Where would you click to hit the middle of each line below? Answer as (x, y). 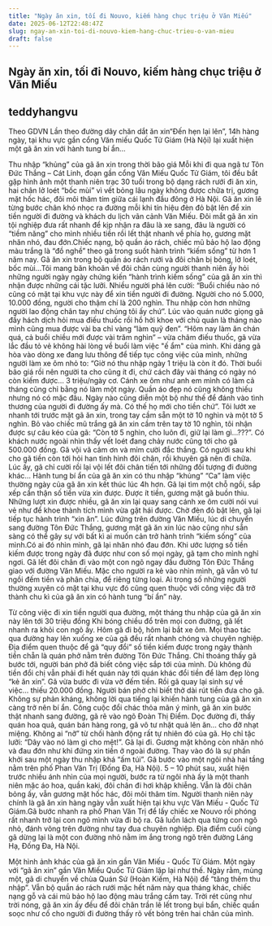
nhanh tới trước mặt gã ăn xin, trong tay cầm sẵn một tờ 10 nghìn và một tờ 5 (136, 415)
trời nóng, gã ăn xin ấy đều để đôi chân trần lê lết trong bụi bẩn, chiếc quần (134, 905)
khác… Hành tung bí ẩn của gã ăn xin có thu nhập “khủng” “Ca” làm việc (130, 476)
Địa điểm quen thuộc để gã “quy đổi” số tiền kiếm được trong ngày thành (130, 647)
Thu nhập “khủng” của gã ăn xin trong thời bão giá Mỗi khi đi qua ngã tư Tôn (136, 164)
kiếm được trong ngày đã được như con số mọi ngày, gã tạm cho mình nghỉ (134, 553)
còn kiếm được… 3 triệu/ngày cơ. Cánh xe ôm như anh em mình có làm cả (132, 381)
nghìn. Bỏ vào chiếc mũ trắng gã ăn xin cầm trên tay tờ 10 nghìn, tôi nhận (130, 424)
